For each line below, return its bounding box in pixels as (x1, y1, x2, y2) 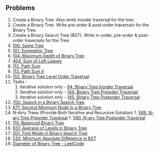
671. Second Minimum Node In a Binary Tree (12, 104, 101, 110)
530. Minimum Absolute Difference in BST (12, 135, 96, 141)
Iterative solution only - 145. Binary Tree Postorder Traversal (19, 94, 140, 100)
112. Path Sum (12, 63, 41, 69)
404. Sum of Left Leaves (12, 58, 62, 64)
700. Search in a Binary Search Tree (12, 99, 85, 105)
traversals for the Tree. (24, 37, 70, 43)
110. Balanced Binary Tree (12, 120, 64, 126)
